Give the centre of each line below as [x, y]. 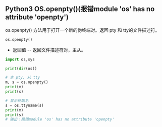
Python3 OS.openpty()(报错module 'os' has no [80, 9]
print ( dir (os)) [21, 69]
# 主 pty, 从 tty [23, 78]
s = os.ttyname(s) [24, 105]
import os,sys [20, 59]
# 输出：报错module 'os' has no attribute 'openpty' [60, 119]
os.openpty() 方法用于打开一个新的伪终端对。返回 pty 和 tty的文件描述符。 [83, 30]
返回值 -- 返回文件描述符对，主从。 [49, 50]
